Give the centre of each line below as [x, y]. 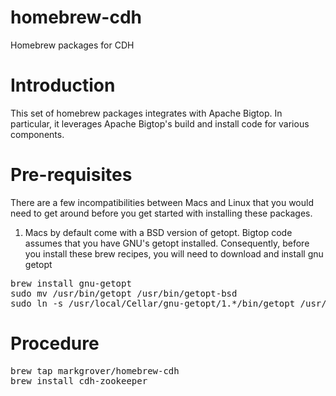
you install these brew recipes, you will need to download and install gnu [174, 253]
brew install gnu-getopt [71, 283]
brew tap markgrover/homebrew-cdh [95, 370]
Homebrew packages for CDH [72, 45]
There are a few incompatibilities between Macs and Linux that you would [162, 202]
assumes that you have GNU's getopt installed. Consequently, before [167, 243]
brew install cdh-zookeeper [79, 380]
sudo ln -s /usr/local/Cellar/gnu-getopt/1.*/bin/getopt [153, 303]
